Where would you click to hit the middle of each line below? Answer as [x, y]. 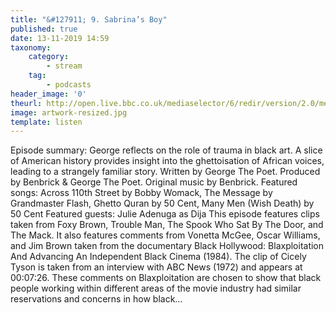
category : [49, 57]
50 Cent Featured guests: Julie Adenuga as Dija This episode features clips [165, 214]
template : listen [46, 122]
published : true [44, 29]
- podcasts [69, 85]
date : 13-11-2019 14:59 [60, 38]
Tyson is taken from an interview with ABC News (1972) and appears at [156, 267]
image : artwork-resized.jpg [69, 112]
